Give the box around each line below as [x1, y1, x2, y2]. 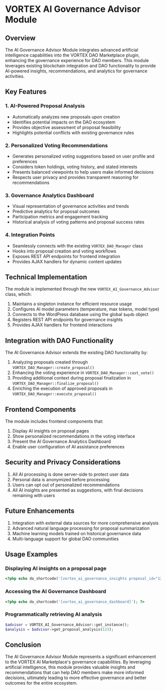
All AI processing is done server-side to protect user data [12, 471, 129, 477]
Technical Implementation [5, 273, 87, 281]
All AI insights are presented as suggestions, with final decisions [12, 487, 143, 493]
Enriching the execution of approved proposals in [12, 385, 113, 391]
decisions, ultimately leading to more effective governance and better [5, 675, 147, 681]
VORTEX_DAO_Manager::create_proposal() [12, 366, 95, 371]
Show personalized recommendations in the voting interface [12, 433, 135, 440]
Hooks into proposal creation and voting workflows [12, 248, 117, 254]
